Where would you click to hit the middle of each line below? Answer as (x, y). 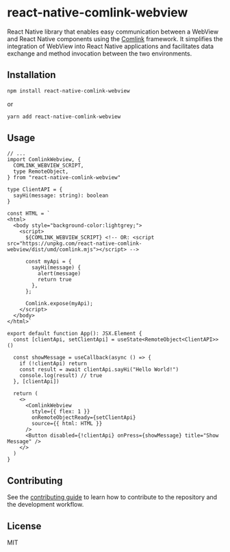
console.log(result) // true (61, 376)
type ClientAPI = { (35, 190)
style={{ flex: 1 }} (61, 412)
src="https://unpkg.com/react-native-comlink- (75, 244)
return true (54, 280)
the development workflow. (46, 505)
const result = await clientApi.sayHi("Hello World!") (99, 370)
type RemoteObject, (41, 172)
